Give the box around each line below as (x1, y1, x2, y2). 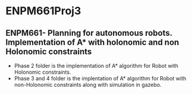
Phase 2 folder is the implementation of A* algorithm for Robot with (14, 62, 179, 69)
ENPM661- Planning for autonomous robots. (5, 28, 173, 38)
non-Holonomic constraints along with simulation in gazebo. (14, 82, 162, 88)
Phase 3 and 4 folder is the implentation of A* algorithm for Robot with (14, 75, 187, 82)
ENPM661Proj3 (5, 4, 81, 18)
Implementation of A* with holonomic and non (5, 37, 180, 47)
